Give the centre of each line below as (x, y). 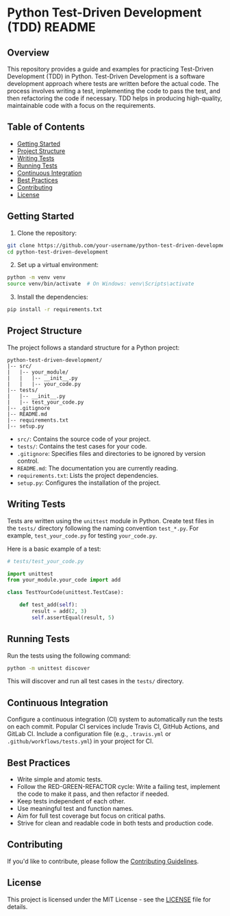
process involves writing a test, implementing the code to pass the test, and (114, 91)
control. (28, 461)
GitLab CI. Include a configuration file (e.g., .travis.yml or (89, 734)
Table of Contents (46, 127)
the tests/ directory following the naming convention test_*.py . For (103, 528)
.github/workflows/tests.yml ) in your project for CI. (80, 741)
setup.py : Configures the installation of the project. (89, 483)
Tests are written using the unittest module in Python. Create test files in (111, 520)
